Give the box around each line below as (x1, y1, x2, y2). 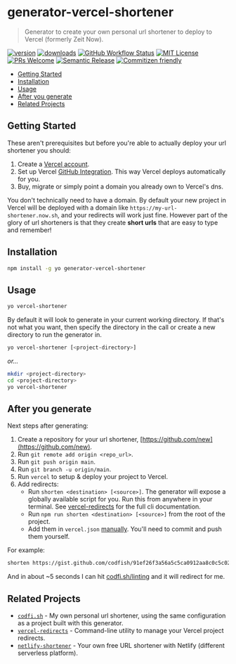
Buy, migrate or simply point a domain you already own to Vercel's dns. (17, 182, 223, 191)
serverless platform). (17, 649, 79, 658)
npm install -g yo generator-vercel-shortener (7, 264, 146, 272)
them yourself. (27, 532, 70, 541)
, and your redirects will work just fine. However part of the (57, 210, 228, 219)
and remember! (7, 226, 52, 234)
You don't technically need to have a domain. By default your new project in (7, 196, 226, 204)
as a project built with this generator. (17, 619, 124, 627)
